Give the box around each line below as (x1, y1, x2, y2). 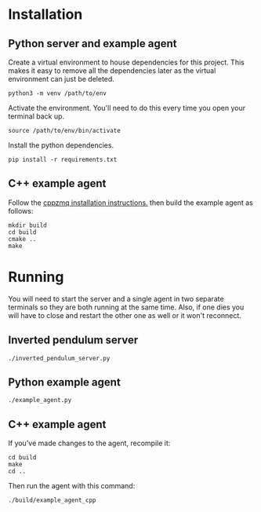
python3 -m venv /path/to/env (8, 90, 107, 97)
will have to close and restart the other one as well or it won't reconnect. (8, 310, 241, 320)
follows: (8, 206, 34, 215)
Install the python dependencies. (8, 141, 114, 150)
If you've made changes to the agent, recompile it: (8, 438, 171, 448)
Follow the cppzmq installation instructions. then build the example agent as (8, 198, 253, 207)
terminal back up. (8, 112, 65, 121)
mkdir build (8, 221, 47, 229)
